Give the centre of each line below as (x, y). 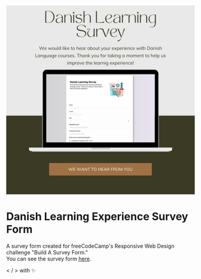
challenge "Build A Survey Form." (47, 252)
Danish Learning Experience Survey (97, 217)
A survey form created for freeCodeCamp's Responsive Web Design (90, 246)
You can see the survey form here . (49, 259)
